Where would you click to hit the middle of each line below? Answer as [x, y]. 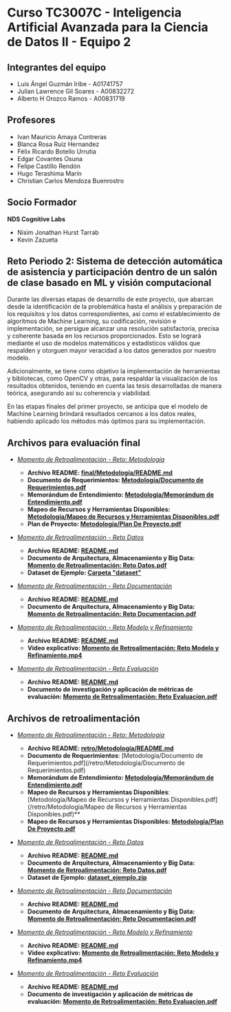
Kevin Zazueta [37, 240]
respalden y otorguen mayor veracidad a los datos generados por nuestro [112, 351]
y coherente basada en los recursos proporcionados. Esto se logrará [104, 336]
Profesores [31, 120]
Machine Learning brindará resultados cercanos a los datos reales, [102, 414]
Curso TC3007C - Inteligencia [95, 13]
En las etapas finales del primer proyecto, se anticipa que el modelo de [108, 406]
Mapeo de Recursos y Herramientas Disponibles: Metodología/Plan [125, 822]
